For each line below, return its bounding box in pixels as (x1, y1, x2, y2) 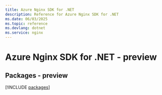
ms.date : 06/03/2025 (5, 16, 48, 21)
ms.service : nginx (5, 30, 43, 35)
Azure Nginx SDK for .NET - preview (5, 51, 158, 63)
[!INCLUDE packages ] (5, 85, 50, 90)
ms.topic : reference (5, 21, 48, 26)
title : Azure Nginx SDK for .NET (5, 7, 75, 12)
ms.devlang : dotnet (5, 26, 46, 31)
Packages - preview (5, 71, 68, 80)
